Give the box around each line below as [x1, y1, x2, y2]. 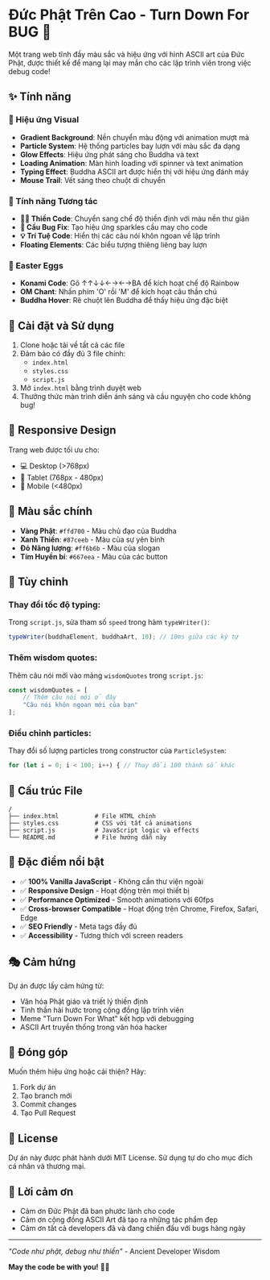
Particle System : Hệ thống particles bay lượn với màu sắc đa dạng [19, 141, 241, 151]
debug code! [8, 66, 51, 76]
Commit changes [19, 1099, 77, 1109]
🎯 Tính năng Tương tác [8, 195, 98, 206]
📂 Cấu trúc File [8, 783, 83, 797]
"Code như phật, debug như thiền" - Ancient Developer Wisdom [8, 1247, 221, 1257]
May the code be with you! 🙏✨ [8, 1262, 110, 1272]
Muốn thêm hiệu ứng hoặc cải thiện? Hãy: [8, 1066, 146, 1077]
